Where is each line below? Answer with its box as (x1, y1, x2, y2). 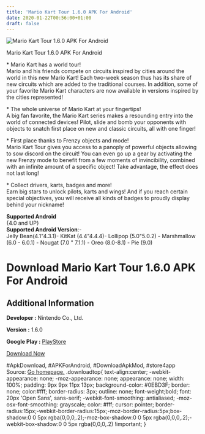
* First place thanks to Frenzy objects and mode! (6, 137, 129, 144)
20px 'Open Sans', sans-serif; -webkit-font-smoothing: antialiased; (6, 394, 176, 402)
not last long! (6, 169, 40, 177)
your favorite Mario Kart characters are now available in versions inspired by (6, 87, 199, 95)
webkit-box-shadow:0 (6, 420, 62, 428)
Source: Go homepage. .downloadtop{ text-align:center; (6, 368, 148, 376)
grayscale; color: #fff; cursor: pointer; (59, 401, 154, 408)
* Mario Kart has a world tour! (6, 61, 81, 68)
